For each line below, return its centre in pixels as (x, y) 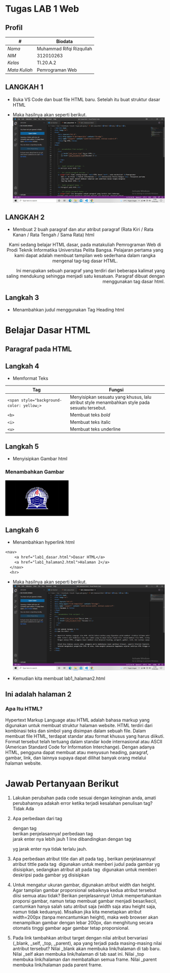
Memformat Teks (30, 379)
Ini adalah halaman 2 (38, 694)
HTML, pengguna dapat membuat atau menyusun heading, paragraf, (77, 752)
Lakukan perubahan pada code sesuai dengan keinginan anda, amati (84, 798)
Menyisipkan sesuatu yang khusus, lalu (111, 397)
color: (14, 405)
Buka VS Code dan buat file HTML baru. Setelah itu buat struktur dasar (86, 99)
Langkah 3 (22, 297)
